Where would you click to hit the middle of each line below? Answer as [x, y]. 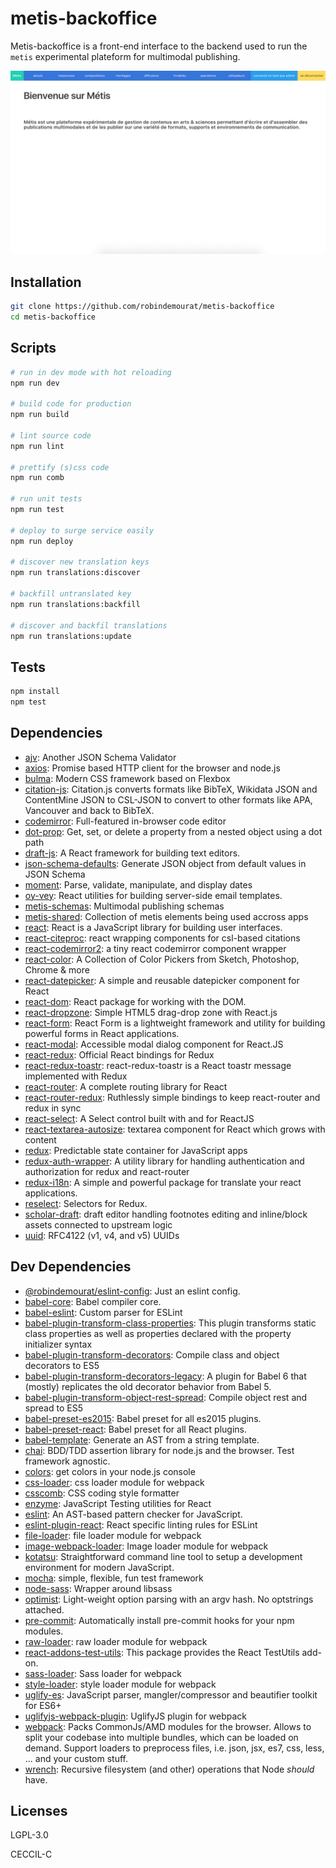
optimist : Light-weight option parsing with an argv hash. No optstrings [169, 1599]
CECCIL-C [31, 1854]
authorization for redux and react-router [107, 1171]
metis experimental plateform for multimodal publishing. [125, 56]
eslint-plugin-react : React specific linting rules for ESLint [141, 1524]
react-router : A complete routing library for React [126, 1086]
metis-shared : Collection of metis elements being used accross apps [166, 916]
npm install [35, 692]
